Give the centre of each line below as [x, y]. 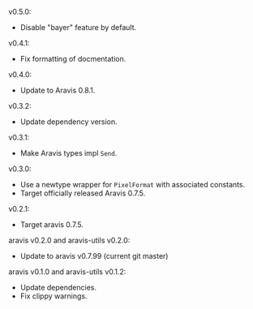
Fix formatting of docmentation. [73, 59]
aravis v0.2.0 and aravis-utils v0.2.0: [69, 240]
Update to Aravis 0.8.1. [58, 90]
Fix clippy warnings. [54, 296]
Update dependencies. [58, 288]
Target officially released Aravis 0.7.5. [83, 193]
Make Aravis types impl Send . [69, 153]
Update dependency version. [69, 122]
